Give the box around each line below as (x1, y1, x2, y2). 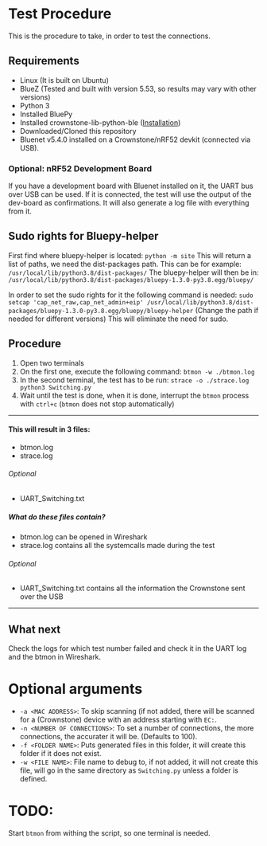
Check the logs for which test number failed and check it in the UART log (8, 644, 247, 653)
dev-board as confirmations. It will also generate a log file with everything (8, 198, 250, 208)
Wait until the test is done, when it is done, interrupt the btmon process (19, 390, 250, 400)
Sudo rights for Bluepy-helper (8, 229, 159, 243)
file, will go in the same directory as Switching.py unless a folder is (19, 766, 238, 775)
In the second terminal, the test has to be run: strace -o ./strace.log (19, 375, 250, 385)
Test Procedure (8, 5, 112, 23)
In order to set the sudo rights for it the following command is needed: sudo (8, 290, 253, 300)
